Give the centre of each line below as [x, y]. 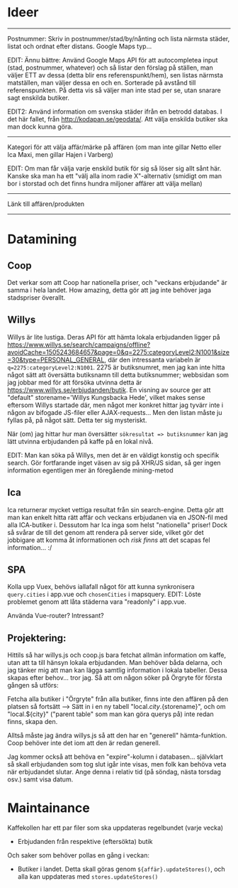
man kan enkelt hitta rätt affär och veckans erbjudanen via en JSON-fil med [118, 517]
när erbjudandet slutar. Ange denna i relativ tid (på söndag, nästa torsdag [114, 772]
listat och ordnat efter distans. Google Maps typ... [80, 46]
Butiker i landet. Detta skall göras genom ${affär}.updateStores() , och [121, 869]
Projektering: [37, 638]
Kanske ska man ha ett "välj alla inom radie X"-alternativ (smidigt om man [114, 175]
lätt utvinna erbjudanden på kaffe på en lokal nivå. [80, 441]
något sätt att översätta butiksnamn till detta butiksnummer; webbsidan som [118, 374]
